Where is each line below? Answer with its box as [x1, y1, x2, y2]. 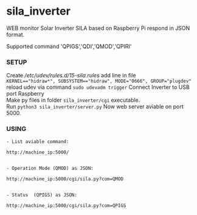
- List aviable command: [6, 138, 69, 144]
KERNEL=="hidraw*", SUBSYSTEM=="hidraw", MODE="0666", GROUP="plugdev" [6, 78, 192, 85]
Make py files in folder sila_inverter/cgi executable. [6, 96, 140, 104]
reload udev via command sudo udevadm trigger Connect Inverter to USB [6, 83, 190, 91]
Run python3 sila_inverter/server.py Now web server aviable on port [6, 103, 184, 110]
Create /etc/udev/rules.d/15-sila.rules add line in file [6, 72, 136, 79]
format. [6, 30, 25, 38]
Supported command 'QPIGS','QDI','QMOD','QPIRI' [6, 43, 132, 50]
